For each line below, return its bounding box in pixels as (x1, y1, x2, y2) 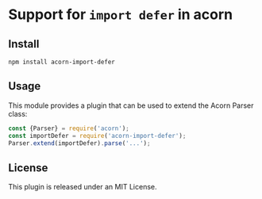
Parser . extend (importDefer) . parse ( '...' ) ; (8, 139, 151, 147)
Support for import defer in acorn (8, 6, 233, 24)
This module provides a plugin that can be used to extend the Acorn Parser (8, 101, 254, 110)
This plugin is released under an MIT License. (8, 182, 157, 192)
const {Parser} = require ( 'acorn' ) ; (8, 124, 129, 132)
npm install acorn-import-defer (8, 58, 115, 66)
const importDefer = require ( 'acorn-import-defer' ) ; (8, 132, 187, 140)
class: (8, 109, 28, 118)
